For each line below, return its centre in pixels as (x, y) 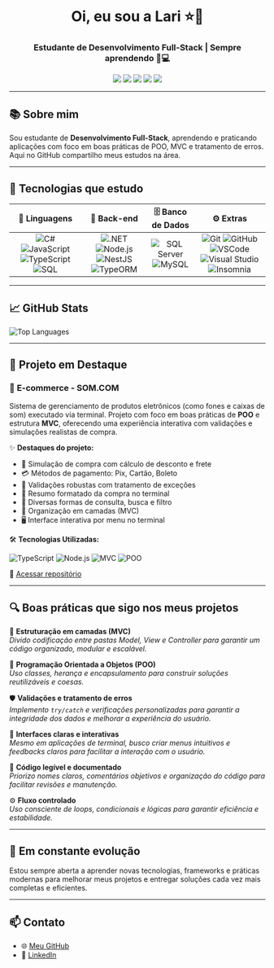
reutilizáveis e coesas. (47, 682)
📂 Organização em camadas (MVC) (80, 510)
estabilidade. (31, 818)
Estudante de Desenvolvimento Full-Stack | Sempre (137, 48)
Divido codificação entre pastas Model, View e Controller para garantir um (135, 640)
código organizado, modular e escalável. (78, 649)
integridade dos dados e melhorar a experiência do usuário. (110, 719)
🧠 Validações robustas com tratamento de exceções (108, 484)
